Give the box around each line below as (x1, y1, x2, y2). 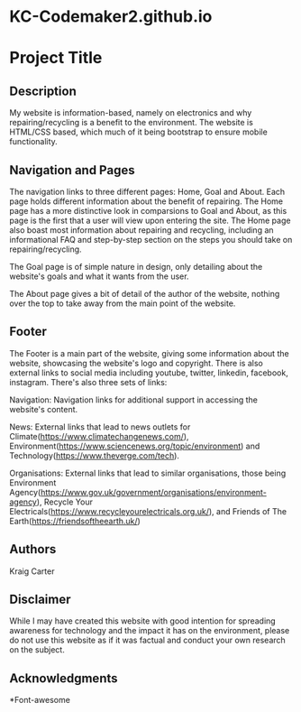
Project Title (9, 48, 103, 69)
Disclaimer (9, 592, 71, 607)
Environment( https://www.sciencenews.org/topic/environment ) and (9, 440, 260, 451)
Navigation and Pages (9, 162, 135, 178)
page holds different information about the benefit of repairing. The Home (9, 196, 284, 207)
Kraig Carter (9, 566, 55, 577)
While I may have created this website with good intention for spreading (9, 615, 277, 626)
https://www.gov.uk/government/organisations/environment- (40, 486, 268, 497)
